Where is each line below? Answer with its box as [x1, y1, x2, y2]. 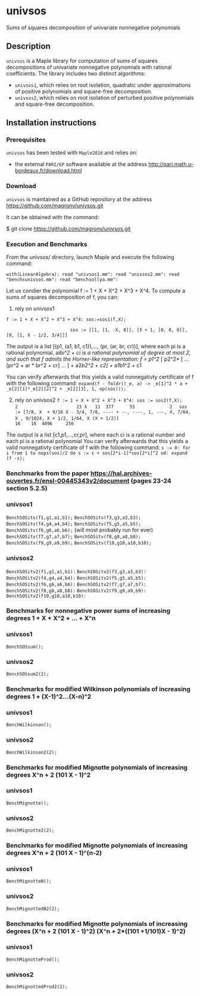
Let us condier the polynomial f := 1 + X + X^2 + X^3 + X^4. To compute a [6, 287, 186, 294]
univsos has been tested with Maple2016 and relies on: [6, 149, 138, 156]
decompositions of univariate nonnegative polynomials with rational [6, 63, 172, 70]
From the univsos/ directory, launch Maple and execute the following [6, 254, 174, 261]
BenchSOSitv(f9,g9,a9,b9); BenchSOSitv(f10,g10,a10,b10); [6, 540, 152, 546]
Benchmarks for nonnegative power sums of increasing [6, 607, 171, 615]
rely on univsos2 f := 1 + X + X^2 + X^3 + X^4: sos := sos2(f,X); [14, 396, 183, 404]
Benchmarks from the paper [6, 469, 89, 477]
